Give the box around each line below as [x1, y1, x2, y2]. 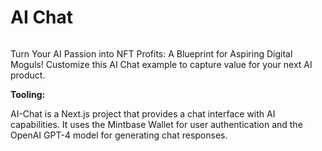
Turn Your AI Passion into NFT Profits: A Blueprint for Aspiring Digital [10, 47, 293, 60]
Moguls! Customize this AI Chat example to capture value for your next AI [10, 58, 313, 70]
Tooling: [10, 88, 46, 100]
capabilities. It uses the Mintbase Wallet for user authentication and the [10, 118, 303, 130]
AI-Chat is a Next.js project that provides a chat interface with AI [10, 107, 276, 120]
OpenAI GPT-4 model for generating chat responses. [10, 129, 228, 141]
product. [10, 69, 46, 81]
